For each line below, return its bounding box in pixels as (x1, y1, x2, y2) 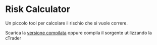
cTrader (5, 35, 22, 41)
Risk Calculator (5, 3, 71, 15)
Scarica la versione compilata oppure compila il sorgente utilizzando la (5, 29, 152, 35)
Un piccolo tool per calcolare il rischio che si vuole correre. (5, 20, 128, 26)
